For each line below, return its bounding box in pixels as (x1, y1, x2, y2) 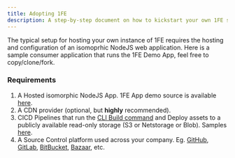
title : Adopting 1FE (7, 10, 68, 17)
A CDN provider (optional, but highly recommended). (17, 106, 171, 114)
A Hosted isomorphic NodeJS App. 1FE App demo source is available (17, 91, 217, 100)
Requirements (7, 75, 57, 85)
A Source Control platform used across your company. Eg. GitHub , (17, 135, 209, 143)
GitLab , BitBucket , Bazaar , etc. (17, 143, 105, 151)
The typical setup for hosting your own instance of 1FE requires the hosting (7, 35, 224, 44)
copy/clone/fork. (7, 58, 55, 66)
